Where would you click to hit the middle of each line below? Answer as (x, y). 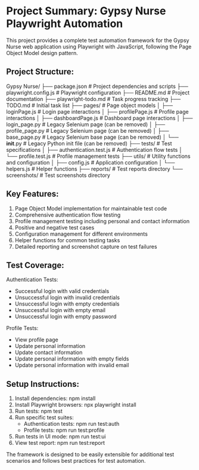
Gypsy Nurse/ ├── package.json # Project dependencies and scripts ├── (97, 86)
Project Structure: (40, 72)
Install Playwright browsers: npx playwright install (75, 405)
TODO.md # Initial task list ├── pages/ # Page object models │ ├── (90, 105)
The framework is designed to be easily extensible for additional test (90, 454)
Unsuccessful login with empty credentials (67, 304)
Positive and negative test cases (55, 227)
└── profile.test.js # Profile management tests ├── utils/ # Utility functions (98, 156)
